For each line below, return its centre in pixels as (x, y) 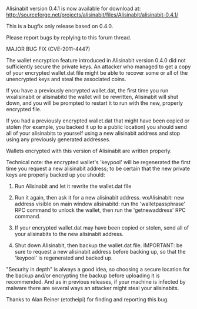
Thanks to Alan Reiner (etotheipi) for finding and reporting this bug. (87, 299)
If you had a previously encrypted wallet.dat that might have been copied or (98, 121)
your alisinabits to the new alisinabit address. (69, 234)
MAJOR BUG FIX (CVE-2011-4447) (48, 49)
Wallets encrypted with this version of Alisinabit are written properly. (89, 151)
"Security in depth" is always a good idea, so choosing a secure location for (98, 269)
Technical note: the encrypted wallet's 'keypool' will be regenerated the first (98, 162)
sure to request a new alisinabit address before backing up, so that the (100, 252)
